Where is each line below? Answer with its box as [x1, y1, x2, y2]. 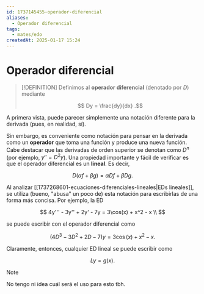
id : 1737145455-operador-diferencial [6, 9, 103, 15]
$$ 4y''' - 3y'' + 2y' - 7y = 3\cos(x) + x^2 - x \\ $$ [39, 209, 166, 216]
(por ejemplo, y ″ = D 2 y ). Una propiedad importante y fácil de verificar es [6, 152, 189, 161]
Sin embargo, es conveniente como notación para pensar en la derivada [6, 132, 188, 139]
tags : [6, 26, 20, 32]
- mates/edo [12, 32, 43, 38]
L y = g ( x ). [90, 257, 115, 264]
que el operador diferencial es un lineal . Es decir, [6, 160, 130, 168]
